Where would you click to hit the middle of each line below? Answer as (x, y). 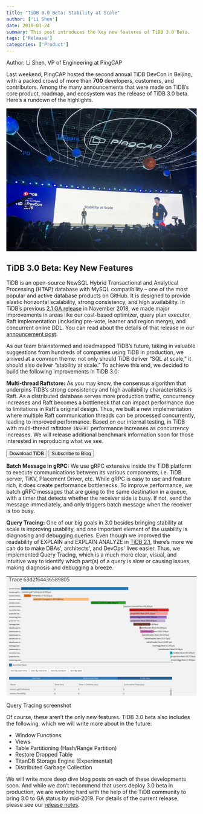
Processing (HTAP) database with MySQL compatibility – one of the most (97, 289)
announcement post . (32, 334)
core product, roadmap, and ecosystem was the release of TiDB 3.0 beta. (98, 93)
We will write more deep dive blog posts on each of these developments (96, 779)
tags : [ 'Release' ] (29, 38)
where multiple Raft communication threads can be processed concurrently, (101, 415)
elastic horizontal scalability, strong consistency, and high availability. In (96, 302)
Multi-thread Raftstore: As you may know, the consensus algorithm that (96, 383)
